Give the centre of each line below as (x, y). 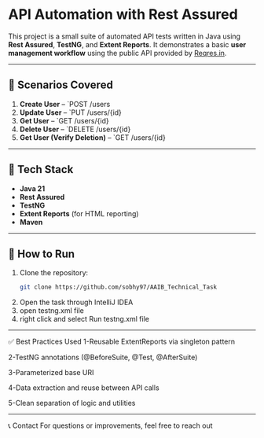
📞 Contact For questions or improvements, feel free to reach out (111, 425)
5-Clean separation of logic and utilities (72, 403)
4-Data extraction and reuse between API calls (84, 388)
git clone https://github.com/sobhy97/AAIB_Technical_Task (118, 287)
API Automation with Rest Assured (123, 15)
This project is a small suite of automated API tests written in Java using (125, 36)
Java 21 (32, 188)
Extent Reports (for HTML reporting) (79, 213)
